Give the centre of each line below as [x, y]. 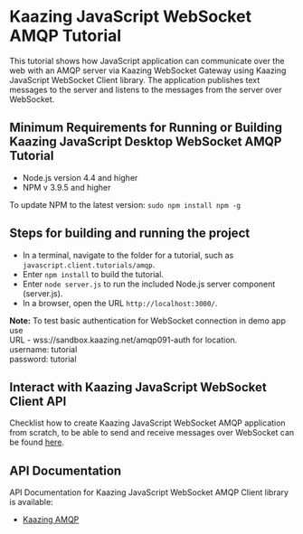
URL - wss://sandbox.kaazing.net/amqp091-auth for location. [123, 340]
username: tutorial [43, 349]
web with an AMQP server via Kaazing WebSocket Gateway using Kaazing [148, 70]
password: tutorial [43, 359]
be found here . [37, 442]
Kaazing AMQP [51, 520]
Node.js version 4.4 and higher [80, 177]
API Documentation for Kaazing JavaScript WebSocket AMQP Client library [149, 492]
